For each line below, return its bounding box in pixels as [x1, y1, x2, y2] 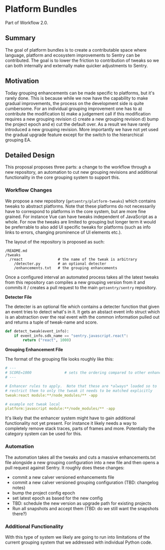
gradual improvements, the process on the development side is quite [5, 100, 144, 106]
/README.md [5, 248, 27, 253]
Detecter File [5, 294, 32, 300]
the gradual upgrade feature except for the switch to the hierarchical [5, 132, 144, 137]
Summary [5, 34, 36, 42]
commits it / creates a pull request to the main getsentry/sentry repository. [5, 284, 157, 290]
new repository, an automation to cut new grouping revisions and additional [5, 169, 158, 175]
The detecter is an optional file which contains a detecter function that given [5, 303, 160, 309]
